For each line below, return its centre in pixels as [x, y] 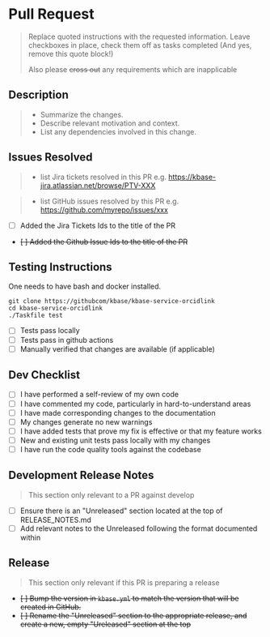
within [30, 537]
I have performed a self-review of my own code [99, 395]
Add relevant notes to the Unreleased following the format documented [139, 528]
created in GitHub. [51, 607]
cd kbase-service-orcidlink [56, 309]
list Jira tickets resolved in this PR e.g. [103, 177]
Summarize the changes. [82, 114]
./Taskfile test [36, 316]
